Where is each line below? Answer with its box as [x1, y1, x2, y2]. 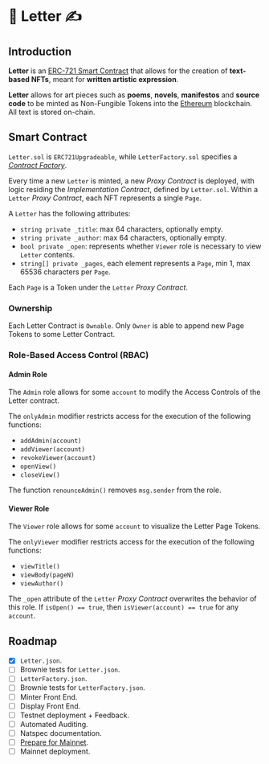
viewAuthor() [19, 580, 64, 588]
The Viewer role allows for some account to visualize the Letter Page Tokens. [8, 521, 261, 532]
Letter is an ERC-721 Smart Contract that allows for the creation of [8, 66, 228, 76]
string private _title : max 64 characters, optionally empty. [19, 224, 223, 234]
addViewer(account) [19, 446, 86, 454]
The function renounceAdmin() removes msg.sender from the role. [8, 485, 222, 495]
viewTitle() [19, 563, 60, 571]
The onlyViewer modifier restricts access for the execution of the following [8, 537, 255, 547]
